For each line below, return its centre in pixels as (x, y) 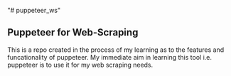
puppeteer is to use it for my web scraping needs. (80, 65)
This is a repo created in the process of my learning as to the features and (116, 50)
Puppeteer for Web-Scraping (73, 32)
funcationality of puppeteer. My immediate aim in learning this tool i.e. (109, 57)
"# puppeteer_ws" (34, 10)
